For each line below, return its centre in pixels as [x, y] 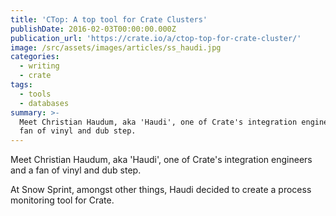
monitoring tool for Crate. [62, 200]
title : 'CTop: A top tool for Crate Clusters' [109, 19]
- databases [44, 103]
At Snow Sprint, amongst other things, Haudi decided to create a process [161, 190]
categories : [35, 57]
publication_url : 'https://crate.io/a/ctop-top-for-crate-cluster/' [156, 38]
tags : [21, 85]
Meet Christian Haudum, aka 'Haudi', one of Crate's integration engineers [161, 160]
